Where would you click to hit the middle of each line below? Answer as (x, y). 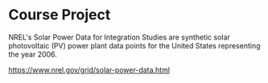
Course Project (60, 15)
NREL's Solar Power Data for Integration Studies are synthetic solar (120, 37)
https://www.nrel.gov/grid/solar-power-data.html (89, 69)
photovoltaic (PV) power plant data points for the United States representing (134, 45)
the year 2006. (33, 54)
